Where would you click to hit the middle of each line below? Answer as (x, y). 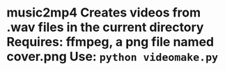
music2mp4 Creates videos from (104, 13)
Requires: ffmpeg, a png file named (110, 42)
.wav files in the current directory (105, 27)
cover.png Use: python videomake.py (113, 57)
